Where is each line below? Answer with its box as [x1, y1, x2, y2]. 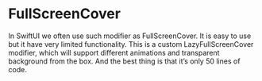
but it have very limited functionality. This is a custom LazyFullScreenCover [8, 39, 254, 48]
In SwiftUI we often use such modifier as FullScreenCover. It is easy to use [8, 31, 252, 40]
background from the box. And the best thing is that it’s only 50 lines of [8, 56, 241, 66]
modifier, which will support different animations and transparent [8, 48, 220, 57]
